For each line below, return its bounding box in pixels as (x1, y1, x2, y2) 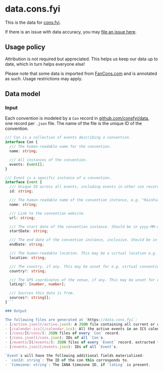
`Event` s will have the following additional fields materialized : (5, 353, 145, 358)
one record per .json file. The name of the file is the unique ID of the (5, 121, 142, 126)
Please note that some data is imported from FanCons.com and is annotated (5, 71, 158, 76)
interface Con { (5, 140, 38, 144)
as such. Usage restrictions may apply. (5, 75, 82, 81)
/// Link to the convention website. (9, 211, 86, 216)
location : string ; (9, 255, 47, 260)
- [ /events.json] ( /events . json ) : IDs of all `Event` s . (5, 344, 118, 350)
